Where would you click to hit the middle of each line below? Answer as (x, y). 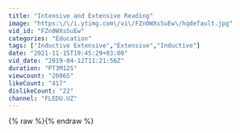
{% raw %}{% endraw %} (51, 121)
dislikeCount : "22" (41, 91)
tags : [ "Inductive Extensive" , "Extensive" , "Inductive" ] (104, 46)
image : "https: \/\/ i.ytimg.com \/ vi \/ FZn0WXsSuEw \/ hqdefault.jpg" (120, 23)
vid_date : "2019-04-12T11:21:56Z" (67, 61)
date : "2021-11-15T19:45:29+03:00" (68, 53)
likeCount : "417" (38, 83)
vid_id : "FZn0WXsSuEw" (46, 31)
